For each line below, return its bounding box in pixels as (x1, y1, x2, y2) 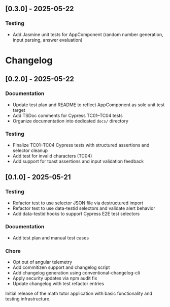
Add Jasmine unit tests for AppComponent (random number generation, (12, 31, 163, 38)
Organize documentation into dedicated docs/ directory (12, 117, 128, 124)
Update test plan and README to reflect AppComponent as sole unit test (12, 102, 165, 108)
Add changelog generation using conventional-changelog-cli (12, 270, 141, 276)
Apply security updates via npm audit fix (12, 275, 97, 282)
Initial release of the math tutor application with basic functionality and (5, 290, 152, 297)
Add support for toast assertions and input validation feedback (12, 158, 144, 164)
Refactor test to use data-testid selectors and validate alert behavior (12, 205, 156, 211)
